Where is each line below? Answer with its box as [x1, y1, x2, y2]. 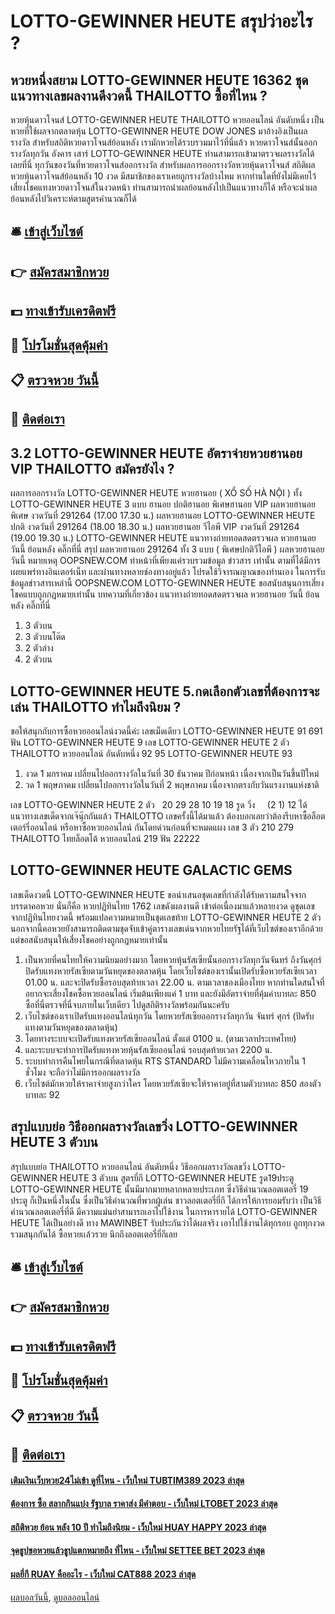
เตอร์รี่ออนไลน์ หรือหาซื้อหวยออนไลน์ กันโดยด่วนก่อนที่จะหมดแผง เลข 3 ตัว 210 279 [10, 821, 294, 833]
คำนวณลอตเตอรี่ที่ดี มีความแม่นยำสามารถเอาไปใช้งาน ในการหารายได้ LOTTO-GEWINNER [10, 1205, 318, 1217]
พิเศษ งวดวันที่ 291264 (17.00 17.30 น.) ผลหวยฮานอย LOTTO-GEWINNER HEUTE [10, 510, 316, 522]
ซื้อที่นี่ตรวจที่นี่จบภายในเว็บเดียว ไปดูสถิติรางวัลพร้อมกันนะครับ [24, 998, 230, 1010]
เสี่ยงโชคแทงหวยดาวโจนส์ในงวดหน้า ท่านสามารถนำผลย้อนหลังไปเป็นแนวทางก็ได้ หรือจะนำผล [10, 181, 318, 193]
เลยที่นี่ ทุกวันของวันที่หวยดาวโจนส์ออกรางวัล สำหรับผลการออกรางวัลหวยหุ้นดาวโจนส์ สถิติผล [10, 159, 316, 170]
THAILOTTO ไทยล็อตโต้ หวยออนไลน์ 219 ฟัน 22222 [10, 832, 201, 844]
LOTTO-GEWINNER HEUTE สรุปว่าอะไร [10, 10, 313, 33]
